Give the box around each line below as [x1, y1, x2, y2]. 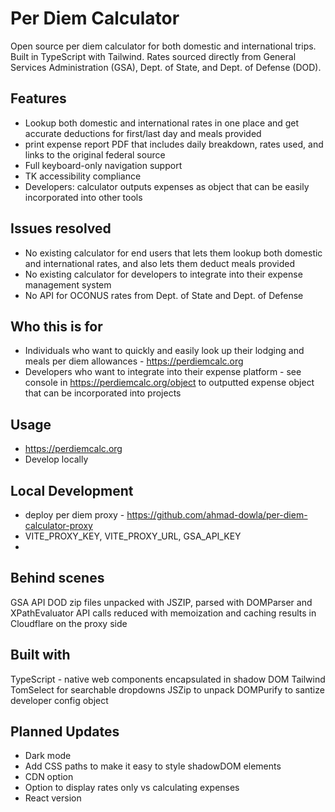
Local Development [10, 482, 134, 499]
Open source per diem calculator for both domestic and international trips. [10, 40, 317, 52]
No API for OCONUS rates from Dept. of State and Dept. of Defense [24, 289, 304, 301]
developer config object [10, 694, 109, 706]
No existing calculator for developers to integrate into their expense [24, 268, 303, 280]
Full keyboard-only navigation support [24, 159, 183, 171]
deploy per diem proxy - [24, 509, 125, 521]
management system [24, 278, 112, 291]
